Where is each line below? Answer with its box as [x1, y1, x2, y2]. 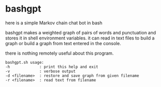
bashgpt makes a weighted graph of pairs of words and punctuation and [5, 29, 156, 35]
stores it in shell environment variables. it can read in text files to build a [5, 35, 155, 41]
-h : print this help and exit [5, 64, 99, 69]
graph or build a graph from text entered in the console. [5, 40, 122, 46]
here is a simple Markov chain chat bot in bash [5, 20, 103, 26]
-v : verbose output [5, 69, 76, 74]
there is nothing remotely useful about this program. [5, 50, 114, 56]
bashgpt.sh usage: [5, 60, 44, 65]
